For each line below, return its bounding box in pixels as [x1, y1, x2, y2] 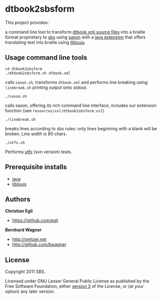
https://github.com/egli [12, 218, 58, 223]
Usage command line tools [5, 54, 88, 62]
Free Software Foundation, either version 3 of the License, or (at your [5, 283, 144, 289]
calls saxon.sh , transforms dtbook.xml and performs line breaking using [5, 79, 148, 85]
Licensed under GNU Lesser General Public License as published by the [5, 278, 149, 284]
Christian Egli [5, 208, 33, 214]
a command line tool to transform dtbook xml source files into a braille [5, 29, 145, 35]
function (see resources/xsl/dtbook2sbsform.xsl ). [5, 107, 106, 113]
